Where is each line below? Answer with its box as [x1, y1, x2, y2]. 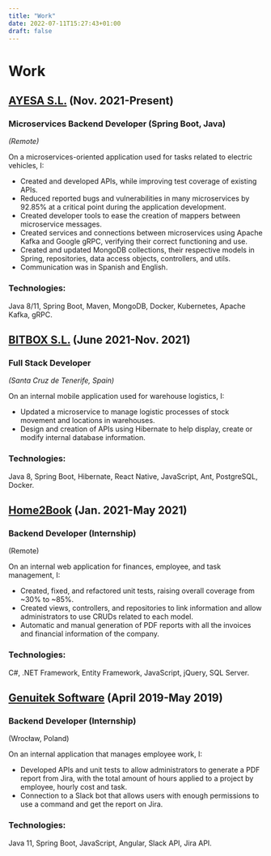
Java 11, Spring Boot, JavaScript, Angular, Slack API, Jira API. [8, 838, 212, 848]
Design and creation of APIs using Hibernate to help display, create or [19, 424, 253, 434]
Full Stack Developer [8, 357, 91, 368]
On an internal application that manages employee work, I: [8, 749, 203, 759]
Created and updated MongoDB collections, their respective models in [19, 245, 255, 255]
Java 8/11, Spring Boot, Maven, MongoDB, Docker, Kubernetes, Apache [8, 301, 246, 311]
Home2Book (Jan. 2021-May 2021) [8, 503, 188, 517]
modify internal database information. [19, 433, 146, 443]
